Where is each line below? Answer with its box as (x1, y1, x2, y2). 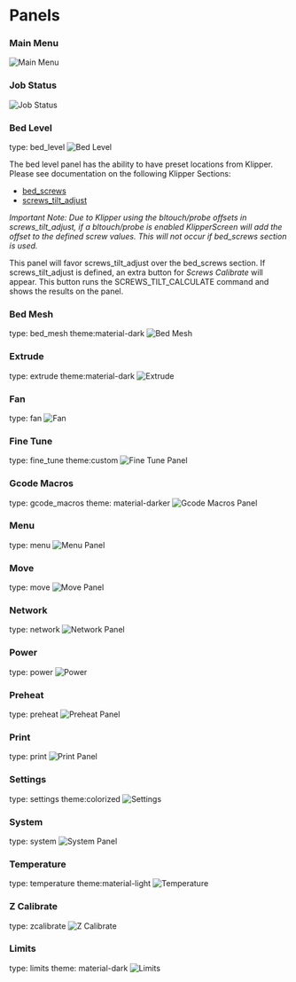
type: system (9, 836, 57, 846)
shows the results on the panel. (9, 286, 124, 297)
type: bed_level (9, 142, 66, 153)
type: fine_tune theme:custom (9, 455, 119, 466)
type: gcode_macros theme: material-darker (9, 498, 171, 508)
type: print (9, 751, 47, 762)
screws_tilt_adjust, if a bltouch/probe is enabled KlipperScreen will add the (9, 222, 283, 232)
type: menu (9, 539, 51, 550)
